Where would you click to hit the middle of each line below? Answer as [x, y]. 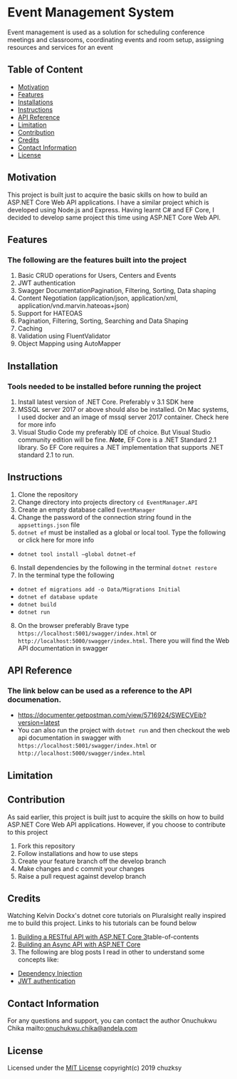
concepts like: [38, 960]
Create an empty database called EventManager [86, 510]
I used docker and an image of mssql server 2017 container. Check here [123, 417]
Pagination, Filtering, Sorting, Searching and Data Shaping [103, 321]
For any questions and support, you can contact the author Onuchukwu [112, 1021]
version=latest [39, 723]
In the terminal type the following [66, 575]
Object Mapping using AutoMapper [69, 344]
